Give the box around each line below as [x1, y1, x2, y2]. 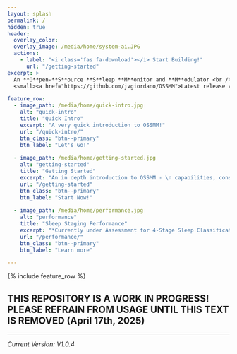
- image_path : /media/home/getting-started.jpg [13, 155, 157, 162]
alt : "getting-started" [20, 161, 90, 168]
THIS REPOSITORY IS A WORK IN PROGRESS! [7, 293, 209, 305]
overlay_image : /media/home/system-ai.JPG [13, 43, 140, 50]
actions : [13, 50, 39, 57]
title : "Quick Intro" [20, 115, 83, 122]
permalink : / [7, 17, 46, 24]
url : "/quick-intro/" [20, 128, 83, 135]
